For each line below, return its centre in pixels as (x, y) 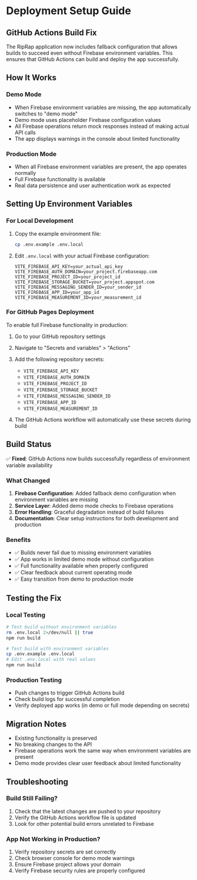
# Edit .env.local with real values (51, 660)
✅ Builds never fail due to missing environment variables (83, 553)
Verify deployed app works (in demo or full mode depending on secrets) (102, 706)
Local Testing (26, 615)
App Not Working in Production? (53, 839)
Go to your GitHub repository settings (60, 336)
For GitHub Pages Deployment (50, 312)
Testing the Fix (34, 598)
